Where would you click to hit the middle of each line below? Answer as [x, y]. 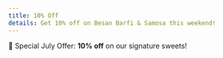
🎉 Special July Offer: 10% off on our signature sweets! [98, 45]
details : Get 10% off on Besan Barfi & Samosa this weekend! [112, 23]
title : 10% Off [34, 15]
